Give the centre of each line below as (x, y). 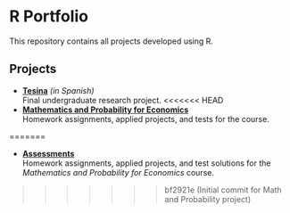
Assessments (48, 153)
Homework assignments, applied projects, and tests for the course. (145, 119)
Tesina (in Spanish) (58, 90)
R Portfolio (49, 16)
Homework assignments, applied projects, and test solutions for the (146, 163)
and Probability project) (208, 199)
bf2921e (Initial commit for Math (224, 190)
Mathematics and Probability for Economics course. (118, 172)
